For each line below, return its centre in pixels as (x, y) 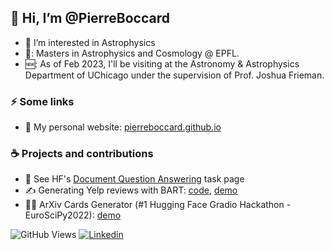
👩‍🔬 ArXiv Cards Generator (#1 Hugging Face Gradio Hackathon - (158, 205)
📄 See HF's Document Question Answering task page (134, 179)
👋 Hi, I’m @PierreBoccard (90, 18)
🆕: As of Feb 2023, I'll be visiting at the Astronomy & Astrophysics (162, 63)
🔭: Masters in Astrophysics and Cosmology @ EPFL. (132, 53)
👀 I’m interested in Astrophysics (90, 42)
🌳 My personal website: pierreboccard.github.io (123, 127)
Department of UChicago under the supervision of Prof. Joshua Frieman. (174, 75)
